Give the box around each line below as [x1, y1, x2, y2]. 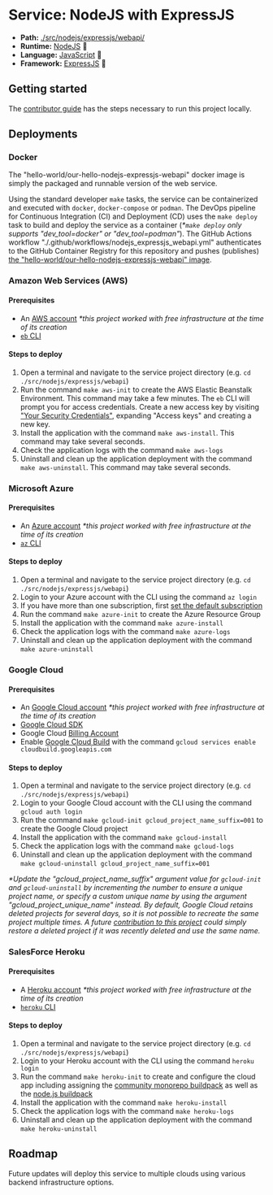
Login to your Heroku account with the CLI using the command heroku [19, 1055, 254, 1066]
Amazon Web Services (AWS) [8, 275, 128, 286]
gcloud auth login [19, 808, 83, 816]
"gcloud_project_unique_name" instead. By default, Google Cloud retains [8, 900, 253, 910]
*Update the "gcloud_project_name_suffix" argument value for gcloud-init [8, 874, 262, 884]
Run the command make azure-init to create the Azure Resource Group [19, 610, 262, 619]
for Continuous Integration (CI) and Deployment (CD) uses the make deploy [8, 211, 258, 221]
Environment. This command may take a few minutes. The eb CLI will [19, 393, 250, 403]
